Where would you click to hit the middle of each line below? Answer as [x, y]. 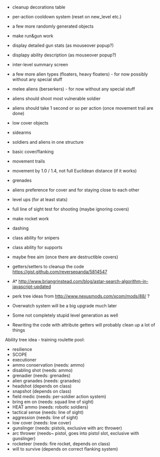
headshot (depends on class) [42, 386]
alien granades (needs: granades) [47, 381]
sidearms [22, 132]
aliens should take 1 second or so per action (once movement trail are [83, 108]
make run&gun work [33, 36]
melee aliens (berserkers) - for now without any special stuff [74, 89]
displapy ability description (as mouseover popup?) [64, 55]
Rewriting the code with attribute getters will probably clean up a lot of [84, 325]
